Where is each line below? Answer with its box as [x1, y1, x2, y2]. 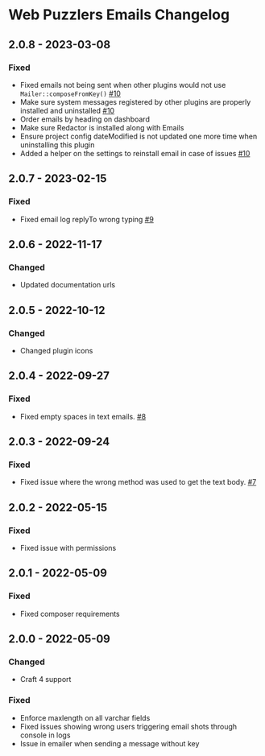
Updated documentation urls [19, 280, 115, 290]
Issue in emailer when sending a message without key [19, 738, 200, 748]
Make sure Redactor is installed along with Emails [19, 122, 184, 132]
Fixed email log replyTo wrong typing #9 [19, 214, 155, 224]
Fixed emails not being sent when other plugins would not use [19, 80, 226, 89]
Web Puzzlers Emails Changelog [8, 6, 230, 24]
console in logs [19, 730, 71, 740]
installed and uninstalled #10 [19, 105, 115, 115]
